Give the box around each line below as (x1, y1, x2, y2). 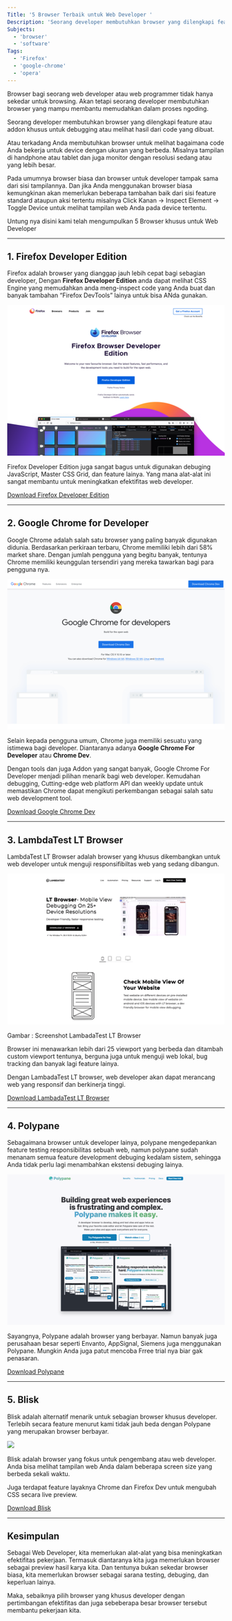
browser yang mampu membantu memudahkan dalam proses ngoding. (7, 104, 209, 112)
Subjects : (7, 26, 36, 33)
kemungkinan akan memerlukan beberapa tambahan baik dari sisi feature (7, 189, 216, 197)
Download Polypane (7, 1367, 64, 1376)
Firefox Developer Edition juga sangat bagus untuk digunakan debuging (7, 462, 211, 471)
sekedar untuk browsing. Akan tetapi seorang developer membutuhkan (7, 97, 209, 105)
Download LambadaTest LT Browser (7, 1094, 110, 1102)
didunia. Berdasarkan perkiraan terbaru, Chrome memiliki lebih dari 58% (7, 543, 213, 551)
